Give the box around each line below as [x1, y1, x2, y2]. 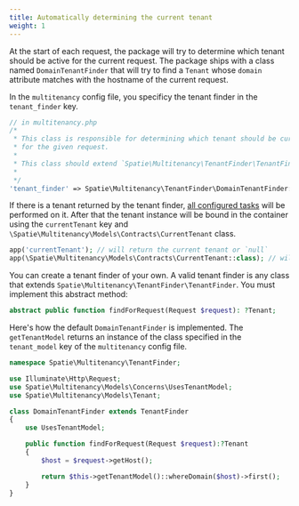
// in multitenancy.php [9, 117, 98, 127]
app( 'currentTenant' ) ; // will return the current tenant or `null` [9, 245, 269, 254]
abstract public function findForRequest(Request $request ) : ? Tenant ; [9, 306, 277, 316]
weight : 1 [9, 21, 46, 30]
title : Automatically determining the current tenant [9, 12, 214, 22]
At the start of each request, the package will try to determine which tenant [9, 45, 285, 56]
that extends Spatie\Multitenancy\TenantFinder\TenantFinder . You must [9, 279, 276, 290]
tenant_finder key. [9, 100, 78, 111]
